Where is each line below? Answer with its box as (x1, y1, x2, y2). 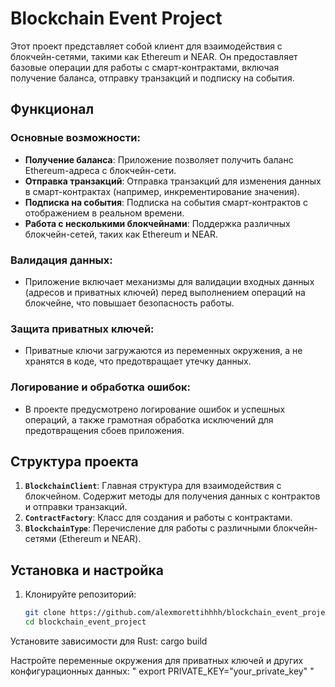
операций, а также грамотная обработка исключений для (24, 413, 274, 426)
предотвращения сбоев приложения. (24, 424, 185, 436)
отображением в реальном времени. (24, 207, 185, 219)
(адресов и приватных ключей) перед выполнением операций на (24, 286, 306, 298)
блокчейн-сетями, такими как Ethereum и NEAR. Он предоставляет (10, 50, 298, 62)
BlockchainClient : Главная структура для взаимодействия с (24, 480, 282, 492)
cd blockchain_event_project (24, 617, 147, 627)
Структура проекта (10, 453, 139, 470)
